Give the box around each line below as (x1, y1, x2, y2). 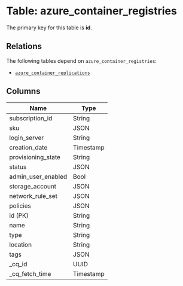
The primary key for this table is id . (6, 24, 93, 31)
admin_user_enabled (9, 172, 68, 181)
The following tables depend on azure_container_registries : (6, 57, 157, 64)
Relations (6, 41, 42, 51)
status (9, 163, 27, 171)
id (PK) (9, 211, 29, 220)
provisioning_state (9, 153, 61, 161)
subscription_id (9, 114, 53, 122)
